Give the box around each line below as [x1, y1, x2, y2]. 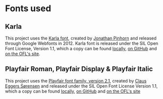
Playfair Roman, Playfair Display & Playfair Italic [5, 65, 153, 73]
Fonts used [5, 3, 51, 14]
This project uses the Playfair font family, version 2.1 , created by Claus [5, 78, 147, 83]
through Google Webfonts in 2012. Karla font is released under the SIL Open [5, 40, 159, 46]
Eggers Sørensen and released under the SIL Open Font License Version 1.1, [5, 83, 158, 89]
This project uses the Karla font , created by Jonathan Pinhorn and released [5, 35, 157, 41]
